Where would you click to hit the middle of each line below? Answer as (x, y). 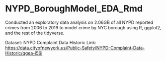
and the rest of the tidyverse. (35, 33)
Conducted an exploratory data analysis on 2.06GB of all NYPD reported (79, 22)
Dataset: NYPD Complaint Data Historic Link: (51, 42)
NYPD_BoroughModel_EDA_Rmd (74, 9)
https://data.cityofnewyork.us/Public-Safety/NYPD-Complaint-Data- (75, 48)
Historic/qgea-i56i (24, 53)
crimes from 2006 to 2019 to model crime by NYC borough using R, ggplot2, (83, 27)
